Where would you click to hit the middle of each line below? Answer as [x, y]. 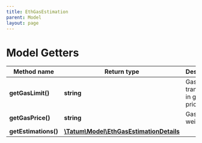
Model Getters [43, 53]
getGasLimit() [29, 93]
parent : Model [24, 17]
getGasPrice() [30, 118]
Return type [122, 71]
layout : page [23, 23]
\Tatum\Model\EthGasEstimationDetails [122, 132]
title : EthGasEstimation [37, 12]
